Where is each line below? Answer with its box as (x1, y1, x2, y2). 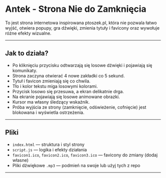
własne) (12, 157, 29, 163)
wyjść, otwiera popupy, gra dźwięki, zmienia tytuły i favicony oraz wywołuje (5, 25, 160, 31)
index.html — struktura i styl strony (12, 142, 85, 147)
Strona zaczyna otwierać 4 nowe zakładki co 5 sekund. (12, 72, 125, 78)
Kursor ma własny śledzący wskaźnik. (12, 99, 90, 105)
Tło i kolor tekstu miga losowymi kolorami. (12, 83, 98, 89)
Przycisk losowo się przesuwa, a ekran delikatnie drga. (12, 88, 124, 94)
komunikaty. (12, 68, 38, 73)
